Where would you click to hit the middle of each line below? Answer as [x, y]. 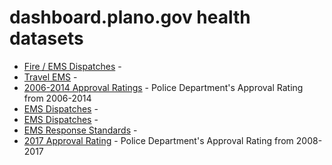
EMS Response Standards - [80, 130]
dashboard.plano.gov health [130, 17]
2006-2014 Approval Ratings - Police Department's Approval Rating [163, 87]
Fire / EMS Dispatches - [72, 66]
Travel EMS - [50, 77]
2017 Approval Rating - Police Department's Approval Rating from [158, 140]
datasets [46, 38]
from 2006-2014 [57, 98]
